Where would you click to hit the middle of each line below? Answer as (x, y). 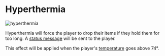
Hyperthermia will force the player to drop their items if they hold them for (82, 33)
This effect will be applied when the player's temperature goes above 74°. (82, 48)
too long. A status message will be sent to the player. (60, 38)
